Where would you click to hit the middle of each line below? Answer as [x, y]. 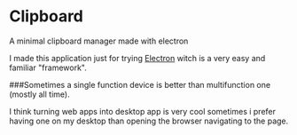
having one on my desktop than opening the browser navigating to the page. [149, 121]
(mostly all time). [39, 94]
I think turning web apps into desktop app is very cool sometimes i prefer [143, 111]
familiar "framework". [48, 67]
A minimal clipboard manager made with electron [99, 41]
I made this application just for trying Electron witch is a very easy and [137, 58]
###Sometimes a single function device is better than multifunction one [140, 84]
